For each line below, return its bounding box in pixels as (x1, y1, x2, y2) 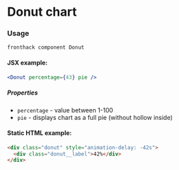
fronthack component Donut (7, 44, 85, 51)
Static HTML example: (7, 129, 72, 137)
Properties (7, 88, 39, 97)
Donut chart (7, 4, 77, 20)
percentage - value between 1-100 (17, 106, 114, 114)
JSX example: (7, 59, 48, 67)
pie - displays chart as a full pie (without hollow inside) (17, 113, 173, 121)
